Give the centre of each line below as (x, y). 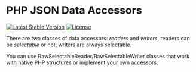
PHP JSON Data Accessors (74, 10)
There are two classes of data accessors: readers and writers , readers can (98, 38)
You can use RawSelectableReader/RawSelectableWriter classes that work (98, 56)
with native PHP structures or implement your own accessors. (82, 62)
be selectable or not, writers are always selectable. (69, 45)
